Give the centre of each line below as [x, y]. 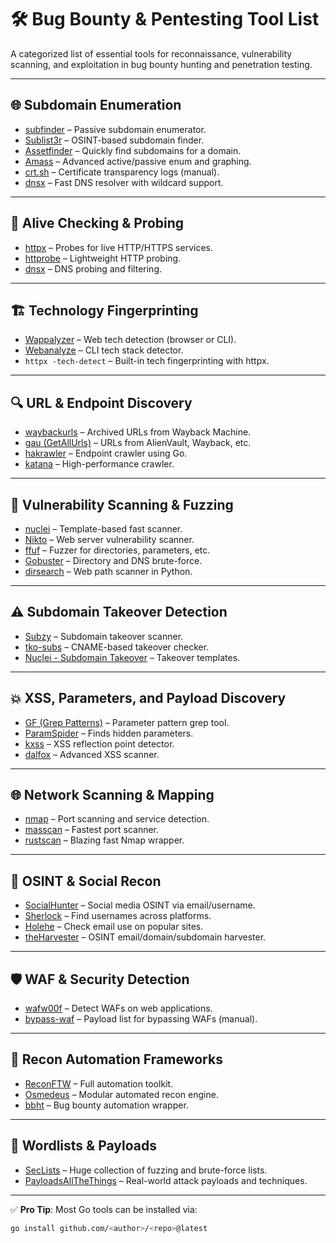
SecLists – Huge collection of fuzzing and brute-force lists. [146, 1170]
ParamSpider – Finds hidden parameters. [109, 733]
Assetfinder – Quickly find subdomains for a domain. [133, 150]
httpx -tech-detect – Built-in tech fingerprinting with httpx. [147, 361]
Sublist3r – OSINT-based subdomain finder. [114, 140]
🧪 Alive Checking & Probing [97, 223]
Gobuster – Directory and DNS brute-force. [113, 560]
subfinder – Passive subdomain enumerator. [115, 129]
